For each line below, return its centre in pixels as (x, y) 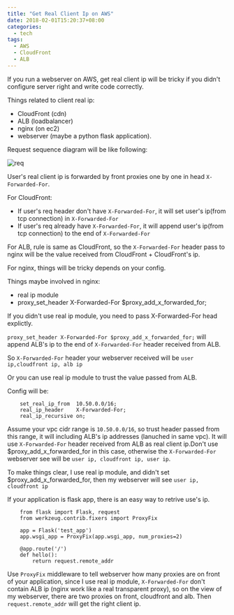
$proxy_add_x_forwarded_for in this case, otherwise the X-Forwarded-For (112, 451)
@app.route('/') (44, 549)
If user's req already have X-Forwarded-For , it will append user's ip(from (120, 226)
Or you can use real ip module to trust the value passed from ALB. (102, 377)
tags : (15, 40)
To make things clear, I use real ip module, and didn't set (88, 472)
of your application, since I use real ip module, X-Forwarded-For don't (106, 581)
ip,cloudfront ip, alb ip (45, 364)
